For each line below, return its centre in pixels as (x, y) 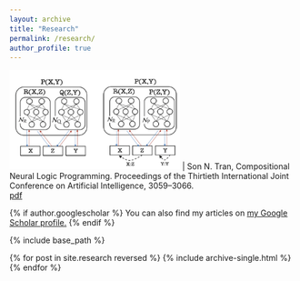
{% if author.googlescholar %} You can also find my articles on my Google (149, 213)
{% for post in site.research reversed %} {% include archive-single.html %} (150, 258)
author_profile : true (50, 48)
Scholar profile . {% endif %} (62, 223)
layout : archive (40, 19)
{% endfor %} (35, 267)
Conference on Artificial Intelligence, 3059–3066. (102, 186)
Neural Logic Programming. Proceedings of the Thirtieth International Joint (149, 176)
